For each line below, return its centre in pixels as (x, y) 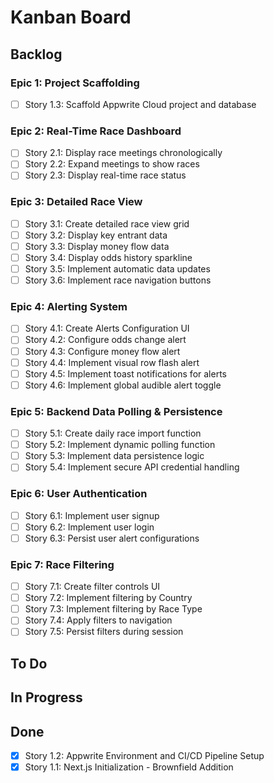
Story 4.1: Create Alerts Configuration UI (107, 328)
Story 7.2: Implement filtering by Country (108, 598)
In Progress (46, 697)
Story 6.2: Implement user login (89, 527)
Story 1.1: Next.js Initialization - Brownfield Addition (129, 767)
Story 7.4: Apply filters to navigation (98, 620)
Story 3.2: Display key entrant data (96, 235)
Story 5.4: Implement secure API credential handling (132, 467)
